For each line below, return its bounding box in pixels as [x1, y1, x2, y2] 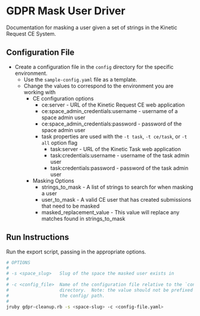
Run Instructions [6, 232, 70, 242]
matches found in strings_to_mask [41, 215, 126, 222]
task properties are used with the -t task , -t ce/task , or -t [41, 133, 187, 140]
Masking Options [32, 177, 74, 184]
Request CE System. [6, 30, 57, 37]
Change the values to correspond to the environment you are [23, 82, 174, 89]
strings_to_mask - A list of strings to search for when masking [41, 183, 193, 190]
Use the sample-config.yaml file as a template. [23, 76, 137, 83]
